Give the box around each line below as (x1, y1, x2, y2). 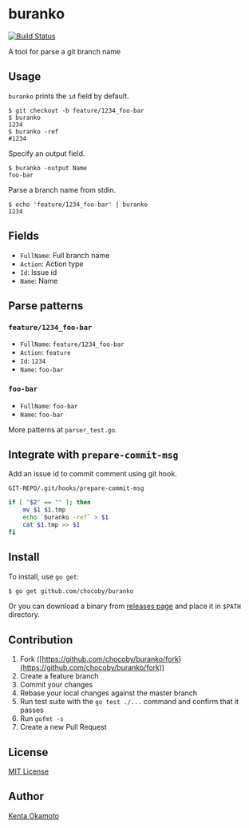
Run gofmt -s (19, 714, 64, 723)
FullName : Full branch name (19, 250, 110, 260)
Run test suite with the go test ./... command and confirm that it (19, 697, 239, 707)
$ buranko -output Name (8, 164, 88, 172)
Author (8, 790, 44, 803)
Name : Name (19, 276, 58, 285)
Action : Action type (19, 259, 84, 269)
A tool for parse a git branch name (8, 46, 121, 56)
